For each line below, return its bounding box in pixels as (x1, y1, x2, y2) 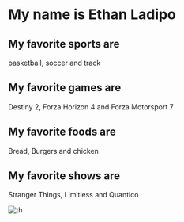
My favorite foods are (8, 125, 116, 139)
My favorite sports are (8, 37, 120, 51)
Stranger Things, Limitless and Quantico (8, 190, 139, 200)
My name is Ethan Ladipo (8, 6, 176, 24)
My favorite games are (8, 81, 122, 94)
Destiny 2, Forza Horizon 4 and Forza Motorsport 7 (8, 101, 174, 112)
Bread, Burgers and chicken (8, 146, 99, 155)
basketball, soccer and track (8, 58, 101, 67)
